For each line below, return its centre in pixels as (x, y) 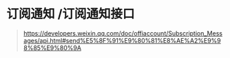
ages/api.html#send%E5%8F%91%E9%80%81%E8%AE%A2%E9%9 (122, 40)
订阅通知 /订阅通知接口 (71, 14)
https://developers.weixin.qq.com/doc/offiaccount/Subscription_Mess (123, 33)
